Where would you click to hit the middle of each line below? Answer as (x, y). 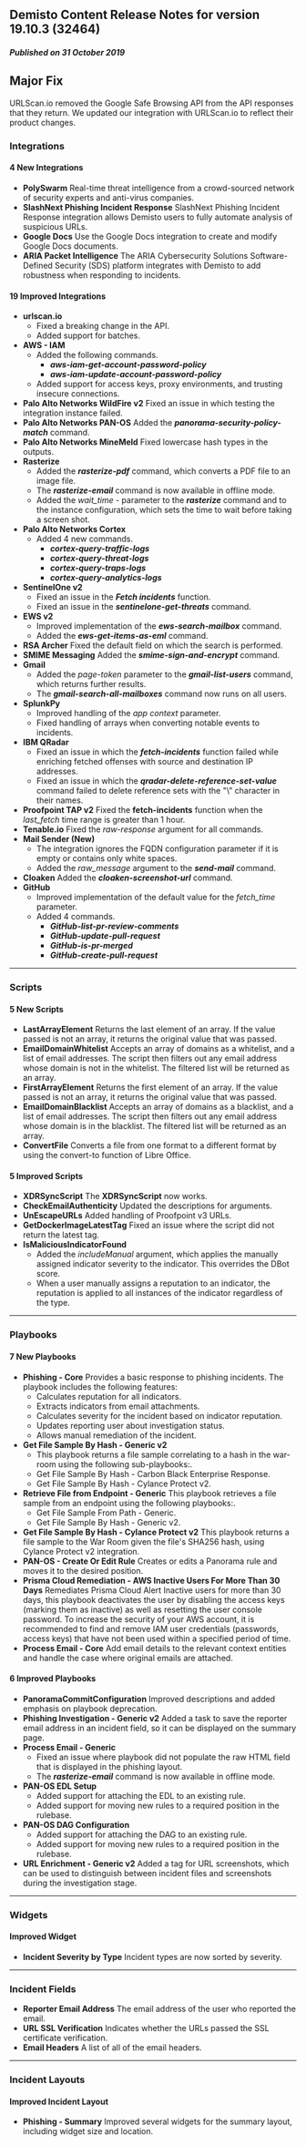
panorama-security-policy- (228, 423)
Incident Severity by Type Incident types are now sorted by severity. (152, 1956)
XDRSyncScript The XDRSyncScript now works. (115, 1196)
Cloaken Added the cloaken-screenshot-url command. (128, 878)
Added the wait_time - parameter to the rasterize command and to (161, 500)
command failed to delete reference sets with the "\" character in (158, 791)
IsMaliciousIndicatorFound (75, 1245)
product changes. (42, 122)
